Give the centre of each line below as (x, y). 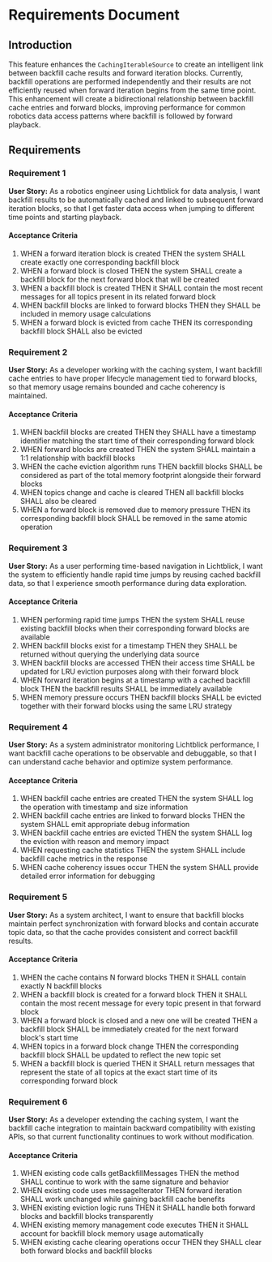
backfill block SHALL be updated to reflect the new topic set (120, 1055)
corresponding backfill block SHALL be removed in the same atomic (134, 519)
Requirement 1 (37, 174)
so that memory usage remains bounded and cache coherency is (117, 387)
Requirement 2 (38, 352)
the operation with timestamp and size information (104, 807)
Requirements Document (94, 15)
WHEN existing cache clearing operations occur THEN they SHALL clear (141, 1243)
